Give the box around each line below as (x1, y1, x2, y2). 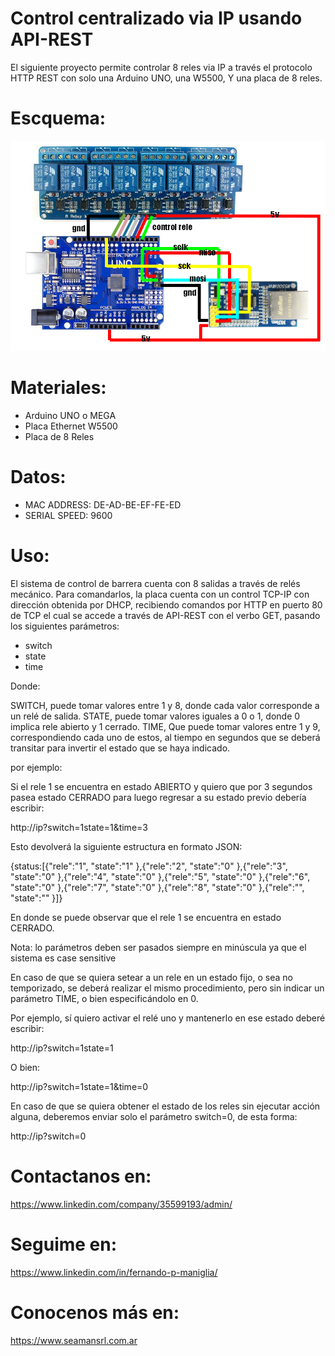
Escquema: (10, 107, 107, 130)
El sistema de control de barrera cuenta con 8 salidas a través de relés (10, 577, 301, 589)
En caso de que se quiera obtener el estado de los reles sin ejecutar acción (10, 1100, 321, 1112)
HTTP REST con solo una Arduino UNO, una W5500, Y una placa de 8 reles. (10, 72, 323, 84)
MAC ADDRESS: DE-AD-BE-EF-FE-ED (24, 498, 182, 511)
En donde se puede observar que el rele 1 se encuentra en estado (10, 911, 282, 923)
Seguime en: (10, 1233, 118, 1256)
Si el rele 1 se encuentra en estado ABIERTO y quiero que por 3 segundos (10, 780, 313, 792)
